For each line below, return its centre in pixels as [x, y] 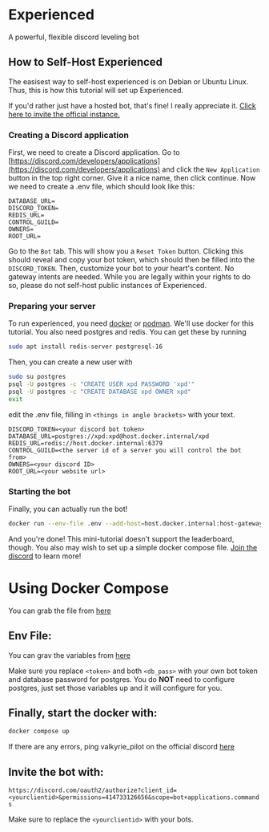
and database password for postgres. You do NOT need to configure [121, 679]
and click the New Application [211, 169]
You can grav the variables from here [69, 655]
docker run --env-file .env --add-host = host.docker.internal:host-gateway [136, 524]
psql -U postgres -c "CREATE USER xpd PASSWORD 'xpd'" [102, 384]
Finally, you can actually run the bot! [68, 509]
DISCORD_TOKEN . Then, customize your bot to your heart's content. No [121, 268]
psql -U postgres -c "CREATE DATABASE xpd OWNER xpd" [100, 392]
